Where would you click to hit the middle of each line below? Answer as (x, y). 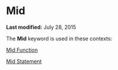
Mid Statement (24, 61)
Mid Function (22, 50)
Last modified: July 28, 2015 (41, 27)
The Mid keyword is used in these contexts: (59, 38)
